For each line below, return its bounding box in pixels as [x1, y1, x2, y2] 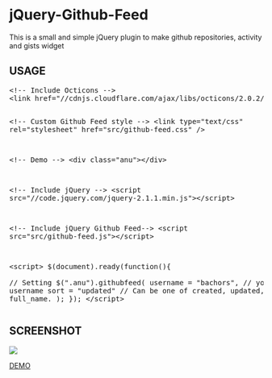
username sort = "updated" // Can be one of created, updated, [9, 286, 265, 295]
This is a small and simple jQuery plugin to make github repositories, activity [9, 32, 262, 42]
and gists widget [9, 40, 65, 50]
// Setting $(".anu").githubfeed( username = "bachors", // [9, 278, 253, 287]
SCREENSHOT [9, 324, 82, 338]
